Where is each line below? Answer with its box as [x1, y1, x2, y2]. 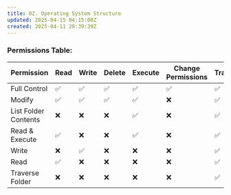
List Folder [10, 106, 45, 116]
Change [173, 63, 201, 73]
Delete [103, 68, 126, 77]
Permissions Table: [7, 45, 73, 55]
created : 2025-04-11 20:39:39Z [7, 23, 97, 30]
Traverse [10, 168, 39, 178]
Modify [10, 94, 34, 104]
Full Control [10, 83, 48, 93]
